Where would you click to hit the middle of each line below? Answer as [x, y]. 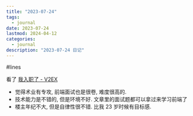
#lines [14, 67]
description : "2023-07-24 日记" [45, 50]
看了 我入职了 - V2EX [32, 79]
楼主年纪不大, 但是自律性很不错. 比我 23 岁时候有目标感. [83, 107]
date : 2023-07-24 [28, 28]
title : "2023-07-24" [32, 12]
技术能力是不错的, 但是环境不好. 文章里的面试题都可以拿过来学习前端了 [101, 99]
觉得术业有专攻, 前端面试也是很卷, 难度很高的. [70, 92]
